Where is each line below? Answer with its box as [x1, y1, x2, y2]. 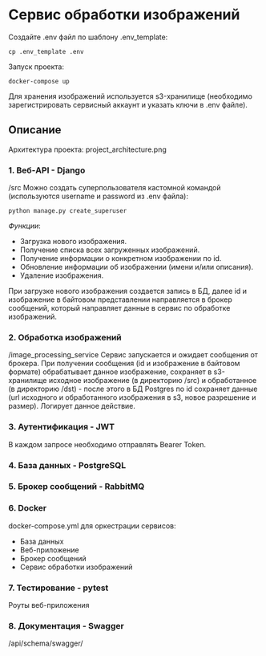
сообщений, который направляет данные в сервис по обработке [8, 304, 231, 313]
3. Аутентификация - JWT [8, 422, 115, 433]
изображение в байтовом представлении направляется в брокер [8, 295, 232, 304]
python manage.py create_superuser [8, 207, 127, 215]
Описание [8, 123, 62, 137]
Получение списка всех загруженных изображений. [19, 245, 200, 255]
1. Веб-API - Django [8, 165, 86, 176]
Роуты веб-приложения [8, 601, 90, 610]
